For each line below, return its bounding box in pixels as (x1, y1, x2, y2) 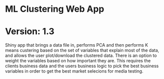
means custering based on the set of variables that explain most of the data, (5, 48, 160, 53)
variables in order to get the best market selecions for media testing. (5, 68, 143, 74)
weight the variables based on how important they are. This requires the (5, 58, 151, 64)
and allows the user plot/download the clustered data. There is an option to (5, 53, 157, 58)
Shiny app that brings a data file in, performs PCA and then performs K (5, 42, 148, 48)
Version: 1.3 (5, 26, 55, 37)
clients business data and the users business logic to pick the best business (5, 63, 159, 69)
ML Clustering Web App (5, 3, 105, 15)
